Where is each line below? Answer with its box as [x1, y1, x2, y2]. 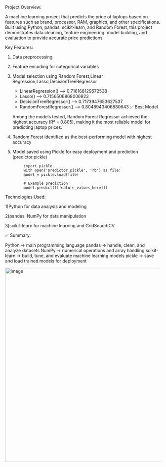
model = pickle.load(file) [23, 172, 79, 177]
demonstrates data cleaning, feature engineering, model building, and [5, 30, 147, 35]
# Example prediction [23, 181, 68, 186]
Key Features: [5, 45, 33, 50]
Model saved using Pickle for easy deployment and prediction [12, 149, 138, 155]
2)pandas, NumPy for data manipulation [5, 213, 86, 219]
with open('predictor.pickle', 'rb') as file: [23, 168, 121, 173]
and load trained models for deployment [5, 258, 87, 264]
